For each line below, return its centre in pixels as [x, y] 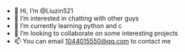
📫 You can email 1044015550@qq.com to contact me [92, 41]
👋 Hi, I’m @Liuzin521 [44, 11]
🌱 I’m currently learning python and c [68, 26]
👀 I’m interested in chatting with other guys [76, 18]
